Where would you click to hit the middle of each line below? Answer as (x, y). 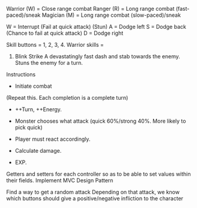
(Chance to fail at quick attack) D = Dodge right (65, 33)
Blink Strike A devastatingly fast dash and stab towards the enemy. (97, 56)
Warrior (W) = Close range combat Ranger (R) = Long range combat (90, 9)
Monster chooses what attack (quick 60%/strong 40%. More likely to (100, 121)
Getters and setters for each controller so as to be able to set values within (98, 174)
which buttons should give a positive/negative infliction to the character (95, 198)
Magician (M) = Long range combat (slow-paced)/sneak (111, 15)
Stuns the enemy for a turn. (49, 63)
